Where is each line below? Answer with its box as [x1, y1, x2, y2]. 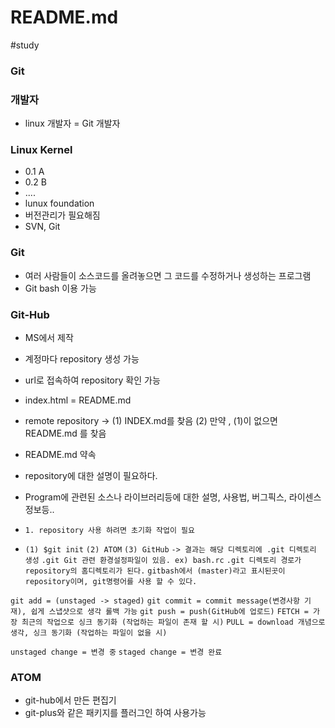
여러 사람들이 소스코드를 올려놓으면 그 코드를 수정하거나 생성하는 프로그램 [24, 269, 312, 281]
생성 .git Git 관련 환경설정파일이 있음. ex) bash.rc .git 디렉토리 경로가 [24, 556, 302, 566]
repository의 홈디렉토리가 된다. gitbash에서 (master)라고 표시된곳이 [24, 566, 286, 576]
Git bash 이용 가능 [24, 282, 97, 294]
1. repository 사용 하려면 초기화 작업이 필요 [24, 526, 195, 536]
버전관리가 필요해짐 [24, 209, 101, 221]
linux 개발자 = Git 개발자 [24, 117, 121, 130]
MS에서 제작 [24, 332, 74, 344]
